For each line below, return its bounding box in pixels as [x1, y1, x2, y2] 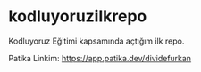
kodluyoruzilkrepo [8, 6, 147, 27]
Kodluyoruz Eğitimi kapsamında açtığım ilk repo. [8, 36, 185, 46]
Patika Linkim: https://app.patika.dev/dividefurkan [8, 52, 192, 63]
